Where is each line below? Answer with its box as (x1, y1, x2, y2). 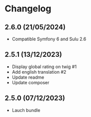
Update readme (11, 74, 44, 80)
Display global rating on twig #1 (11, 63, 77, 70)
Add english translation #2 (11, 69, 66, 75)
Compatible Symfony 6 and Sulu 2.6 (11, 36, 86, 42)
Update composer (11, 79, 49, 85)
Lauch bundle (11, 107, 40, 113)
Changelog (4, 3, 51, 14)
